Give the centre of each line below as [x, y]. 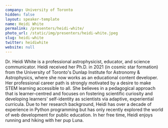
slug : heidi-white [24, 38]
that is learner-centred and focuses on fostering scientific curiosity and [79, 93]
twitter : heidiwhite [27, 43]
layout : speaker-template [32, 19]
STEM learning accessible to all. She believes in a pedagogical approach [80, 88]
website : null [20, 47]
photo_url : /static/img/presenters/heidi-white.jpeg [62, 33]
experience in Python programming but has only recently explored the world [84, 109]
